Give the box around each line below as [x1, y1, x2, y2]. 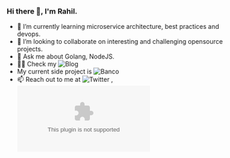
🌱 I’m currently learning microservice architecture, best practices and [16, 23, 220, 31]
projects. [16, 45, 43, 54]
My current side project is [16, 67, 93, 76]
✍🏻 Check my [16, 60, 57, 68]
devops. [16, 30, 41, 38]
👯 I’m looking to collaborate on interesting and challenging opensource [16, 37, 224, 46]
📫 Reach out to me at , [16, 75, 114, 84]
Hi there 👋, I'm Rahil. [6, 6, 78, 16]
